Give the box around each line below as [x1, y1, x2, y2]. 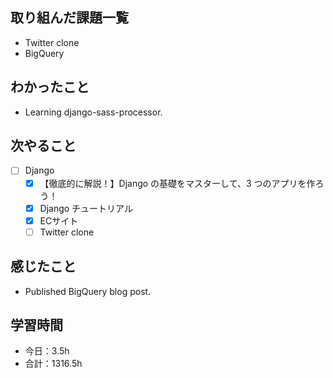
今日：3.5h [24, 345, 70, 357]
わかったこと [10, 79, 90, 96]
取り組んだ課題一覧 [10, 9, 129, 27]
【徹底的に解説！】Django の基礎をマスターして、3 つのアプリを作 [39, 177, 316, 189]
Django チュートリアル [39, 202, 133, 214]
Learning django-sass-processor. [24, 106, 163, 118]
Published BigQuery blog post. [24, 285, 152, 297]
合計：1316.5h [24, 358, 83, 370]
